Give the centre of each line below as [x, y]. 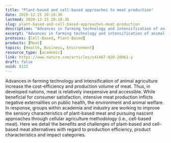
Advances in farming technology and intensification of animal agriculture [81, 81]
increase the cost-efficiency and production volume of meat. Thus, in [78, 86]
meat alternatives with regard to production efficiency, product [85, 129]
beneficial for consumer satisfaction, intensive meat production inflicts [79, 97]
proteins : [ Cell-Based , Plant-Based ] [45, 39]
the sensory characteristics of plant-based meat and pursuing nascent [79, 113]
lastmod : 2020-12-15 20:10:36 [37, 19]
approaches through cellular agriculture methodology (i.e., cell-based [78, 119]
